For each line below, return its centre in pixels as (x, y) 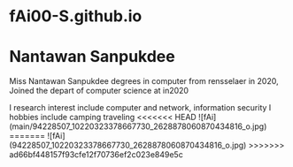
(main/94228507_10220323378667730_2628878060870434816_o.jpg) (138, 126)
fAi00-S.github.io (76, 16)
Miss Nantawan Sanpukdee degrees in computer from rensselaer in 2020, (144, 81)
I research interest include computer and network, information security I (140, 108)
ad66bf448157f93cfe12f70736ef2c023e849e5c (96, 155)
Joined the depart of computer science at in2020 (99, 91)
